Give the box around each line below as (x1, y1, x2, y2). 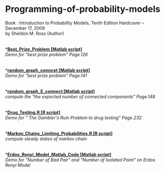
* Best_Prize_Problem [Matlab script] (5, 46, 82, 52)
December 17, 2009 (5, 25, 45, 31)
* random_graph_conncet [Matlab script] (5, 67, 90, 73)
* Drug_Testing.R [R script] (5, 109, 61, 115)
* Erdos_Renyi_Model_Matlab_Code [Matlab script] (5, 151, 112, 157)
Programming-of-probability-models (5, 3, 161, 15)
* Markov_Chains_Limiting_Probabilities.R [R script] (5, 130, 113, 136)
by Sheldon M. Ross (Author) (5, 30, 65, 36)
